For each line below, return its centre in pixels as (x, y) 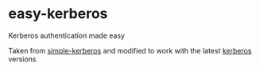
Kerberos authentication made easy (67, 35)
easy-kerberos (58, 14)
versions (22, 59)
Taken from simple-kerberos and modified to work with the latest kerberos (130, 50)
